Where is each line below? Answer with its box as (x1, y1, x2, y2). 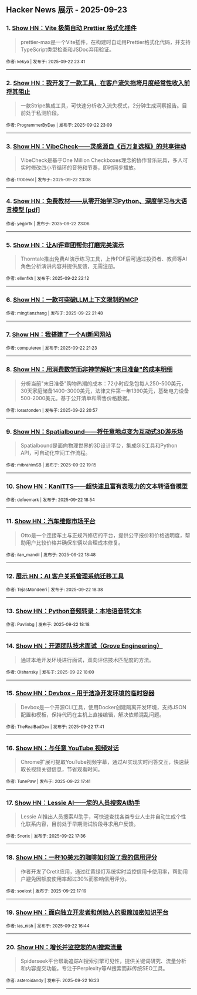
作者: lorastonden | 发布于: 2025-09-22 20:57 (6, 407, 98, 413)
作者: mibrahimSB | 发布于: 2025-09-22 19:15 (6, 462, 97, 468)
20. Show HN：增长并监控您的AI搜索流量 (6, 943, 122, 951)
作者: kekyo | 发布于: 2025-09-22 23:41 (6, 59, 86, 65)
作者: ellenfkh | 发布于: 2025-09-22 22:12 (6, 275, 90, 281)
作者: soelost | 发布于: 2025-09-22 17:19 (6, 888, 87, 894)
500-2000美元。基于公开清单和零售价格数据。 (20, 394, 133, 401)
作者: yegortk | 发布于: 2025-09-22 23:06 (6, 221, 90, 226)
